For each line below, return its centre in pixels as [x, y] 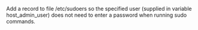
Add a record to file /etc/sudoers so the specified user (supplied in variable [99, 9]
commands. [21, 21]
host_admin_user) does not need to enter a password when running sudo [97, 15]
